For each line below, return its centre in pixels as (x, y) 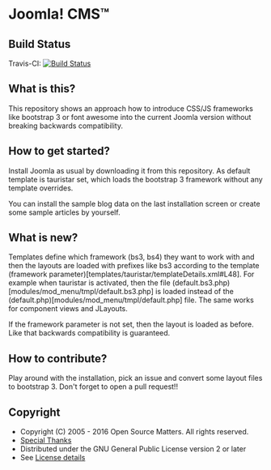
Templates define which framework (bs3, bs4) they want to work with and (131, 257)
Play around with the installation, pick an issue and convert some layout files (135, 378)
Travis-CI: (25, 63)
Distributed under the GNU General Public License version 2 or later (133, 449)
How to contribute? (58, 359)
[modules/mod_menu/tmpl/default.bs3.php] (81, 292)
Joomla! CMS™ (59, 14)
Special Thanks (46, 440)
